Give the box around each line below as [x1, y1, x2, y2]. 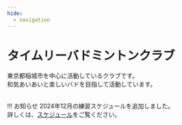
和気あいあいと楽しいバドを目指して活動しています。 [7, 80, 157, 89]
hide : [7, 10, 23, 17]
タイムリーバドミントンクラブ [7, 48, 176, 64]
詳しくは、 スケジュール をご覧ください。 [7, 111, 121, 119]
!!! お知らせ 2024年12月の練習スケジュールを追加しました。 [7, 102, 174, 110]
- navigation [13, 16, 51, 23]
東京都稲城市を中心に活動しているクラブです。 [7, 72, 139, 80]
